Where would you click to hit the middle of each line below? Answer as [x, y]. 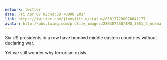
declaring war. [20, 43]
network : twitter [23, 10]
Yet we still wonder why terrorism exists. [46, 53]
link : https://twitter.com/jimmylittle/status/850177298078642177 [75, 19]
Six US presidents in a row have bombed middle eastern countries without [81, 38]
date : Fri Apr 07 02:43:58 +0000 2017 [45, 14]
